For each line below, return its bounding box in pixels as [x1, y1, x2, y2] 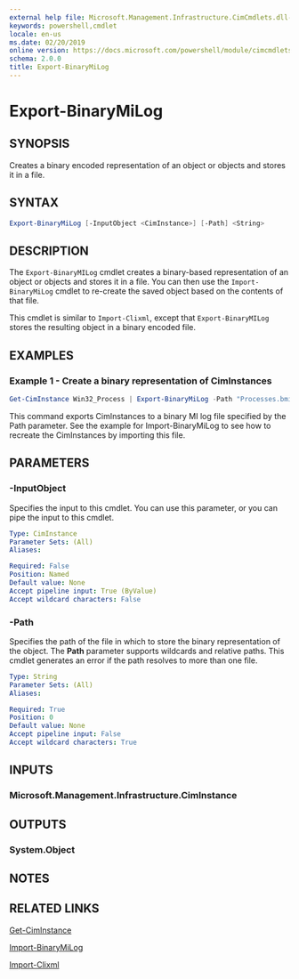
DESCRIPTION [9, 243, 89, 258]
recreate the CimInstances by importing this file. [9, 429, 186, 441]
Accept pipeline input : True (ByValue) [9, 587, 158, 595]
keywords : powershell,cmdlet [9, 21, 117, 30]
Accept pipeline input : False [9, 730, 122, 739]
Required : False [9, 562, 69, 570]
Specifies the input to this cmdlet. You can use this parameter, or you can [9, 502, 279, 513]
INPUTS [9, 763, 53, 778]
